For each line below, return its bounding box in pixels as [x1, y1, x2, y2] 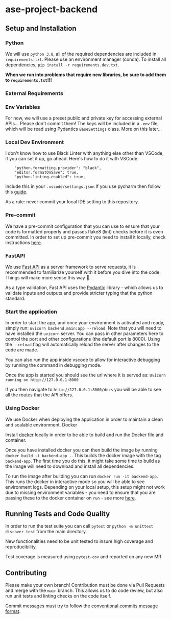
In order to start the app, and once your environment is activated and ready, [5, 320, 165, 326]
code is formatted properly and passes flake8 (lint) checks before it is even [5, 228, 163, 234]
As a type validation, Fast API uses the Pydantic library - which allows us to [5, 284, 163, 291]
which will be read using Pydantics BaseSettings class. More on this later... [5, 126, 162, 132]
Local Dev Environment [5, 139, 64, 146]
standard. [5, 295, 26, 301]
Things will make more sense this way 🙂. [5, 274, 91, 280]
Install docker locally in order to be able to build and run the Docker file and [5, 432, 164, 438]
